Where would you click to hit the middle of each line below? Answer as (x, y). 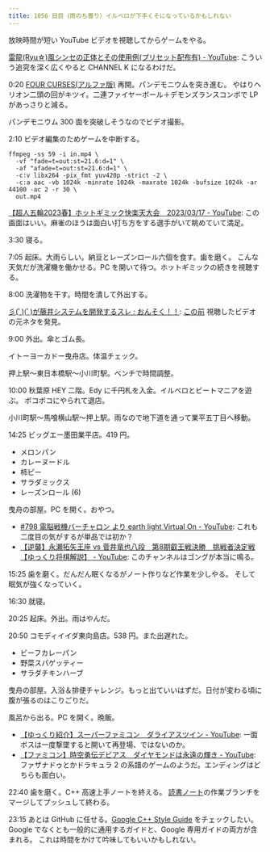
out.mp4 (29, 196)
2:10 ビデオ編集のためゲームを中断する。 (76, 139)
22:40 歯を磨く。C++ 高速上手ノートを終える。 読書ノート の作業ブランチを (134, 791)
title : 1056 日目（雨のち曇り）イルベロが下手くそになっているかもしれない (120, 16)
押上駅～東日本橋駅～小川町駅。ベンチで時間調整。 (93, 373)
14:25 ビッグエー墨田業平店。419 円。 (71, 434)
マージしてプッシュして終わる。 (61, 802)
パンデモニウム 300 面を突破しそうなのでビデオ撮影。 (98, 121)
